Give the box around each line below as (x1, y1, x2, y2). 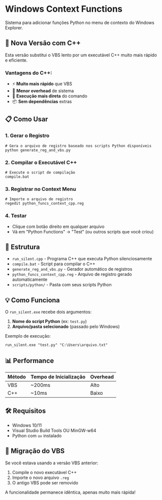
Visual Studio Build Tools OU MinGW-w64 (12, 427, 97, 433)
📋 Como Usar (5, 115, 48, 123)
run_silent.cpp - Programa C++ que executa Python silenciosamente (12, 256, 152, 262)
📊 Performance (5, 356, 54, 365)
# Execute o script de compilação (5, 170, 76, 175)
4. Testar (5, 212, 27, 219)
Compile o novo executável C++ (12, 469, 77, 475)
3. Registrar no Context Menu (5, 185, 77, 192)
